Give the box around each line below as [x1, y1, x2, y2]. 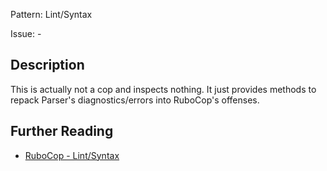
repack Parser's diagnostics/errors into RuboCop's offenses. [10, 94, 260, 106]
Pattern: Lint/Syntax [10, 9, 93, 20]
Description [10, 57, 85, 74]
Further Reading [10, 123, 114, 140]
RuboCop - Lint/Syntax [24, 149, 120, 161]
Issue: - [10, 28, 42, 39]
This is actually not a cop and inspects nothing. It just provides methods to [10, 83, 317, 95]
